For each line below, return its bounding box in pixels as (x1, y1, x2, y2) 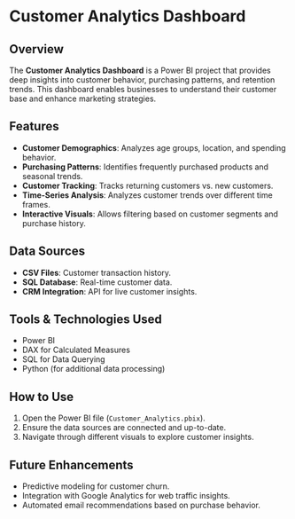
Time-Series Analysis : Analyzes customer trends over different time (21, 189, 273, 201)
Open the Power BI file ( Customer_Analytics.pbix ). (21, 413, 206, 423)
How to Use (9, 389, 74, 405)
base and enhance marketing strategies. (9, 93, 157, 104)
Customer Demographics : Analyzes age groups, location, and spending (21, 142, 286, 153)
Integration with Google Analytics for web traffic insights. (21, 491, 230, 501)
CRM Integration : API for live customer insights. (21, 286, 198, 296)
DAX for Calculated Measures (21, 344, 131, 356)
